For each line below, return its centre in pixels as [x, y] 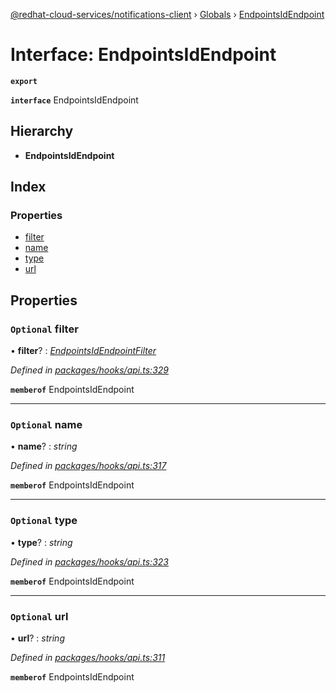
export [24, 81]
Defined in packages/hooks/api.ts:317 [88, 466]
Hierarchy [42, 131]
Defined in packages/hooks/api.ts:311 [88, 658]
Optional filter [44, 329]
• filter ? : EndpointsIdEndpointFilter [83, 351]
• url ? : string [37, 638]
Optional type [44, 521]
